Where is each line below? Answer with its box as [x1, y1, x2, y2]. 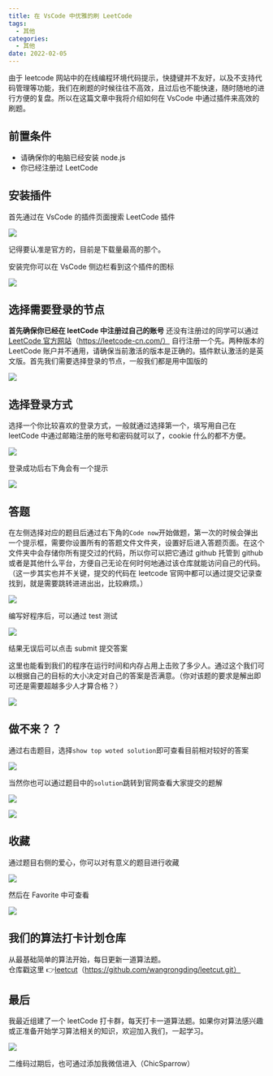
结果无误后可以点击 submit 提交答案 [8, 643, 128, 654]
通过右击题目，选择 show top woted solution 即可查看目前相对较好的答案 [8, 745, 249, 755]
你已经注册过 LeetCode [19, 162, 98, 172]
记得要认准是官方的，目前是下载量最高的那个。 [8, 244, 165, 254]
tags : [8, 19, 27, 28]
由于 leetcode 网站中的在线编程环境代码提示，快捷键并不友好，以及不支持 [8, 73, 256, 82]
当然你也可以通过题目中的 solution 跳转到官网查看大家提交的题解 [8, 777, 223, 788]
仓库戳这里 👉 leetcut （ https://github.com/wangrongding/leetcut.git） [8, 964, 241, 974]
